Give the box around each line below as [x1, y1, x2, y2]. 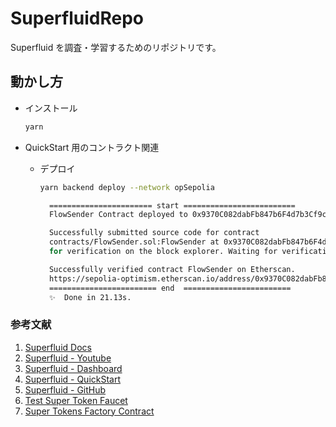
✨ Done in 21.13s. [48, 292, 132, 302]
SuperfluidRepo [10, 7, 144, 30]
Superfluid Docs [24, 341, 92, 353]
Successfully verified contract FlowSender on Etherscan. [48, 264, 296, 274]
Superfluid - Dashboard [24, 362, 123, 374]
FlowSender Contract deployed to [48, 210, 188, 220]
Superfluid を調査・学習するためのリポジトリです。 [10, 41, 222, 53]
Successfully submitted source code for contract [48, 228, 260, 238]
